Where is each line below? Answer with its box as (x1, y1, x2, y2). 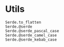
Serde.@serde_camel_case (5, 33, 57, 38)
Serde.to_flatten (5, 20, 41, 25)
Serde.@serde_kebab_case (5, 37, 57, 42)
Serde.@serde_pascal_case (5, 28, 59, 33)
